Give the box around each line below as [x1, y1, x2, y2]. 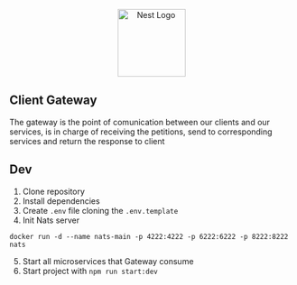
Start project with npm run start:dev [22, 265, 158, 276]
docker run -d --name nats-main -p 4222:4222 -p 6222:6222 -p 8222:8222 [9, 232, 289, 241]
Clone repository [22, 186, 86, 197]
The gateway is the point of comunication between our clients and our [9, 116, 271, 127]
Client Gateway [9, 93, 97, 108]
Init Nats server [22, 215, 79, 225]
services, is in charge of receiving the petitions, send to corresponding [9, 126, 273, 137]
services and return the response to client [9, 135, 165, 146]
